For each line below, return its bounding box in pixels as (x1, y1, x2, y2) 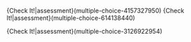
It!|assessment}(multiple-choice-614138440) (6, 14, 135, 22)
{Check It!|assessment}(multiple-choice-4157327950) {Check (6, 7, 185, 14)
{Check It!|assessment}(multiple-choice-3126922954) (6, 28, 163, 35)
